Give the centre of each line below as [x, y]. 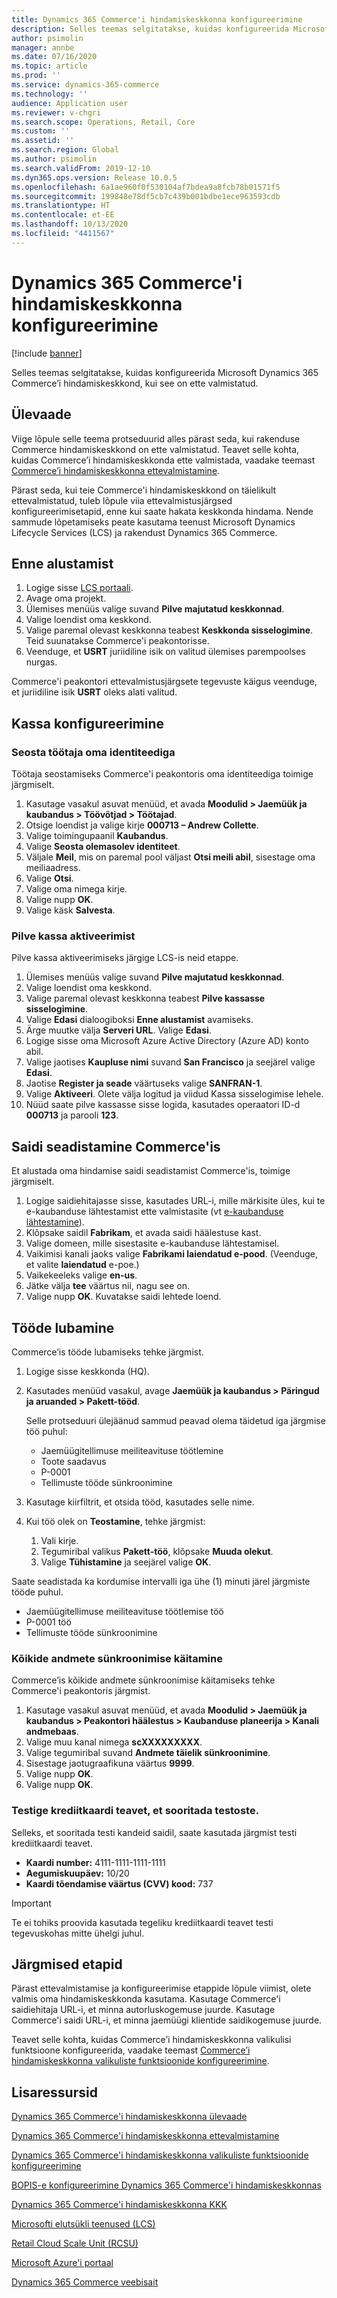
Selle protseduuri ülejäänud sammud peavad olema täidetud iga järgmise [175, 1420]
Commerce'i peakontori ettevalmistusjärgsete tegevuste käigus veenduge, [164, 682]
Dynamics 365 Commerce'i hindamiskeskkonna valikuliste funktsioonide [160, 2155]
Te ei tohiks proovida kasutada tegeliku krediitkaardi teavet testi [142, 1922]
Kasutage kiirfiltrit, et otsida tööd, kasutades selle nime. [140, 1502]
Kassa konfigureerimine [88, 723]
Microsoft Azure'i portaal [62, 2263]
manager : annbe [43, 47]
